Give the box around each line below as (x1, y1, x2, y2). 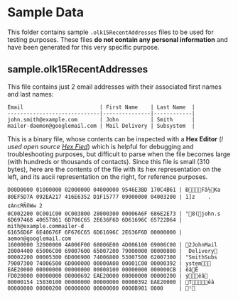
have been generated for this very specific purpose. (7, 43, 160, 51)
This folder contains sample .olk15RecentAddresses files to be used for (7, 28, 215, 36)
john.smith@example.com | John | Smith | (7, 116, 195, 123)
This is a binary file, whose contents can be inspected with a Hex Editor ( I (7, 134, 224, 143)
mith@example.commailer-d (7, 222, 84, 229)
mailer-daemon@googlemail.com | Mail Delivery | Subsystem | (7, 122, 195, 129)
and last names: (7, 89, 54, 98)
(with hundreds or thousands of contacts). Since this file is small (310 (7, 157, 210, 165)
